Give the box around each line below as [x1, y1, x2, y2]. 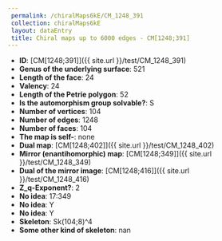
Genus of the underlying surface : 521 [18, 65, 145, 74]
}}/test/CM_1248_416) [18, 175, 89, 184]
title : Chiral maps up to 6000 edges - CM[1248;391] [10, 34, 191, 42]
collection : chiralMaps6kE [10, 19, 101, 27]
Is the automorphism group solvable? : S [18, 98, 155, 108]
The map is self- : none [18, 132, 95, 142]
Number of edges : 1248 [18, 115, 99, 124]
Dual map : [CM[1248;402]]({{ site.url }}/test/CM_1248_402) [18, 140, 215, 150]
